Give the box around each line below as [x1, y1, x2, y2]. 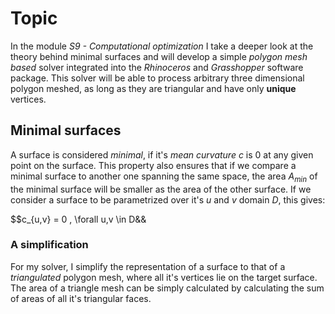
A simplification [10, 238, 89, 252]
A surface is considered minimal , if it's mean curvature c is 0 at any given [10, 148, 314, 161]
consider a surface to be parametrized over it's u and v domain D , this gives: [10, 193, 326, 206]
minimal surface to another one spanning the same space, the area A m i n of [10, 170, 318, 184]
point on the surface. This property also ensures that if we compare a [10, 159, 297, 171]
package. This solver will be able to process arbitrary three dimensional [10, 72, 305, 84]
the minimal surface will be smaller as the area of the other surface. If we [10, 183, 312, 195]
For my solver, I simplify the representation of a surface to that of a [10, 260, 286, 272]
